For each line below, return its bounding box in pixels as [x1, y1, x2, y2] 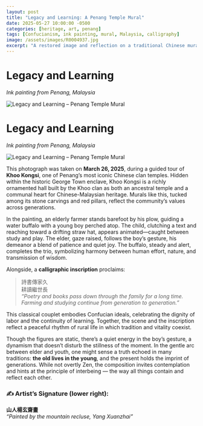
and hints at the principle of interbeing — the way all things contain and [6, 367, 184, 375]
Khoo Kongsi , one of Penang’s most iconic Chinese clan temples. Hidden [6, 171, 188, 179]
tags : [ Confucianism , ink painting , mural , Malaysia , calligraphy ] [6, 31, 180, 38]
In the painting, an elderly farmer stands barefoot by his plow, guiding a [6, 215, 184, 223]
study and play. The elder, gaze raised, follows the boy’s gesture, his [6, 234, 177, 242]
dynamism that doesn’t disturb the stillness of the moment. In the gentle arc [6, 341, 195, 349]
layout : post [6, 8, 39, 15]
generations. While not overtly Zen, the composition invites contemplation [6, 361, 190, 368]
